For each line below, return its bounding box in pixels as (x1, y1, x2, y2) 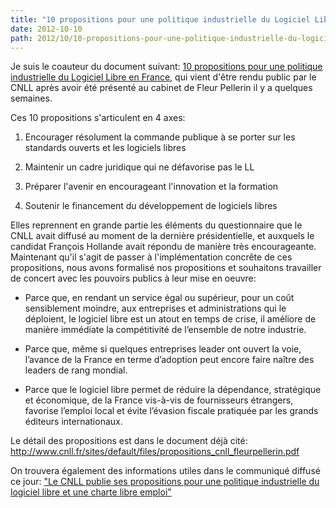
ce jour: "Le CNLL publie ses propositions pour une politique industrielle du (10, 476, 320, 488)
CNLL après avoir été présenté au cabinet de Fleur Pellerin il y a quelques (10, 82, 313, 94)
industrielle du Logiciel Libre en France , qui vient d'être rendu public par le (10, 71, 317, 83)
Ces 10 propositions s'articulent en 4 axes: (10, 112, 186, 124)
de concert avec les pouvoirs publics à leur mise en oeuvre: (10, 272, 257, 285)
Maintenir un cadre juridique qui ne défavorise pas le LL (24, 161, 255, 173)
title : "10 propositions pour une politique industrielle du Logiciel (10, 14, 311, 25)
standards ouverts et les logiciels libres (24, 142, 187, 154)
